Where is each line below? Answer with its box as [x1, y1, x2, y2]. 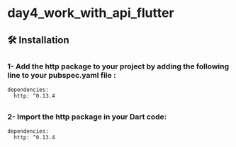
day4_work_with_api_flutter [7, 5, 175, 21]
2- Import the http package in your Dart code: [7, 112, 167, 122]
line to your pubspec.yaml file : [7, 70, 116, 80]
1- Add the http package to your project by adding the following [7, 61, 230, 71]
